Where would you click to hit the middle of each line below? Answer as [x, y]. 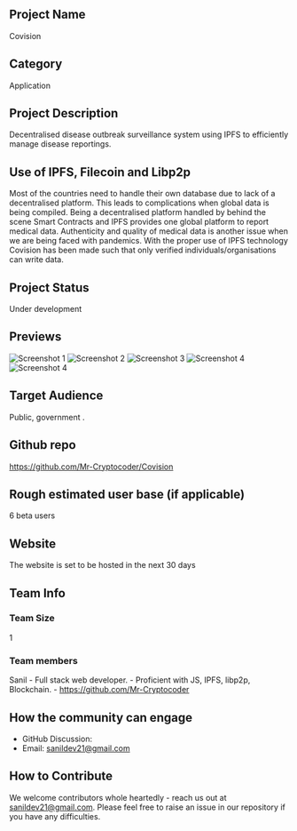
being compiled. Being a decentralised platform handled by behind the [137, 212]
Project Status [50, 288]
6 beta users [32, 515]
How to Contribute [61, 776]
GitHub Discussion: [57, 739]
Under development [46, 309]
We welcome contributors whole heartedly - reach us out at [118, 797]
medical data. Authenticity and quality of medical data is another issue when [148, 231]
